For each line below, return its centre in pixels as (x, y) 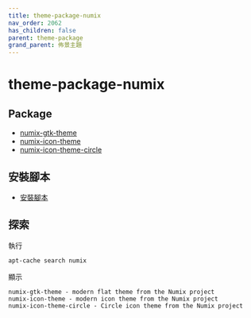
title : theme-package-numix (55, 16)
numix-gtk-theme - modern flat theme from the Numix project (112, 292)
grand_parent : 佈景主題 (45, 45)
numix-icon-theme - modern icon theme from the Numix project (113, 299)
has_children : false (42, 30)
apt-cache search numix (48, 260)
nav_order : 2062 (35, 23)
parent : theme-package (46, 38)
